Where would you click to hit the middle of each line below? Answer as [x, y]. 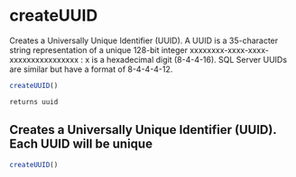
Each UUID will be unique [81, 144]
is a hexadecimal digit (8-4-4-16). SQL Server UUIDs [189, 59]
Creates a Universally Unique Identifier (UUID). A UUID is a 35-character [144, 40]
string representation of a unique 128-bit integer [98, 49]
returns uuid [34, 102]
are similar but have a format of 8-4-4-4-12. [91, 69]
